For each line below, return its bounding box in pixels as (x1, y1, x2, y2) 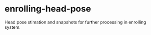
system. (4, 24, 21, 30)
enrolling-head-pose (4, 3, 91, 14)
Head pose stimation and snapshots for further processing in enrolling (4, 19, 147, 25)
